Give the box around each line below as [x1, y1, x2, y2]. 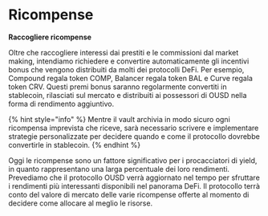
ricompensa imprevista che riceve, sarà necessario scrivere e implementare [8, 123, 259, 132]
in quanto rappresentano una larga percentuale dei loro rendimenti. [8, 164, 230, 173]
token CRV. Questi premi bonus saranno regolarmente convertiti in [8, 82, 227, 92]
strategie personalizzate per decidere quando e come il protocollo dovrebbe [8, 131, 261, 141]
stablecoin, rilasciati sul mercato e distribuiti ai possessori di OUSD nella [8, 90, 247, 100]
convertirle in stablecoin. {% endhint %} [8, 140, 141, 149]
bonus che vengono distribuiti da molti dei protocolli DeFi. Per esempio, [8, 64, 245, 74]
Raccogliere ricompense [8, 32, 92, 42]
